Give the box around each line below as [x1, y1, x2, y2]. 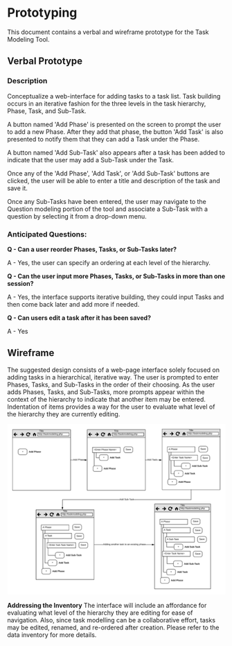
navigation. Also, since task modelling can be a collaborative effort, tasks [7, 615, 216, 624]
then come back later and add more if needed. [7, 300, 140, 308]
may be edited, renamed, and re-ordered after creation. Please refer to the [7, 623, 220, 631]
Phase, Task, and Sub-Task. [7, 106, 87, 115]
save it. [7, 184, 28, 192]
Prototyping [7, 5, 78, 21]
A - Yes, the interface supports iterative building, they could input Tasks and [7, 293, 224, 301]
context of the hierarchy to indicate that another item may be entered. [7, 395, 206, 403]
